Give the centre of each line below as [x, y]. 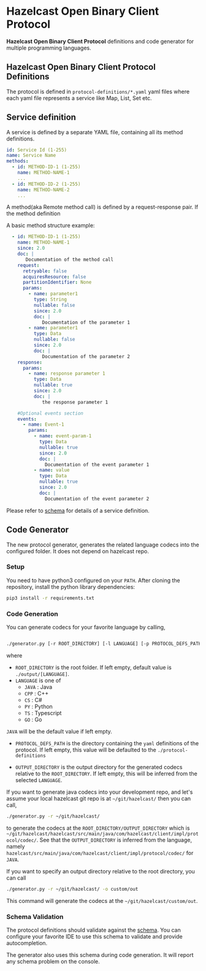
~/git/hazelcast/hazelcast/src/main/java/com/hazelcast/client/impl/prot [103, 834]
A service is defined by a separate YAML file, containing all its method [95, 132]
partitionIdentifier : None [57, 282]
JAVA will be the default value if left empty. [59, 731]
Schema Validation [35, 916]
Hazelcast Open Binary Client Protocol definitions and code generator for [100, 41]
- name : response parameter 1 [67, 374]
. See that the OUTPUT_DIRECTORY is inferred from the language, [114, 840]
